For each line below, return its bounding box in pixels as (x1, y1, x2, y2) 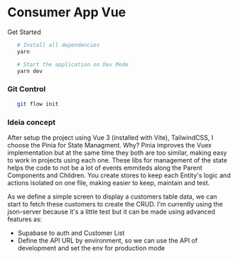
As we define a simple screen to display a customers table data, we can (7, 192, 217, 201)
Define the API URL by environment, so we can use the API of (17, 236, 198, 245)
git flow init (16, 100, 59, 107)
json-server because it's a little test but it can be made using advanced (7, 207, 215, 216)
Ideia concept (7, 117, 55, 127)
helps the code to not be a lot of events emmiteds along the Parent (7, 163, 202, 172)
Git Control (7, 84, 46, 94)
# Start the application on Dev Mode (16, 61, 129, 68)
